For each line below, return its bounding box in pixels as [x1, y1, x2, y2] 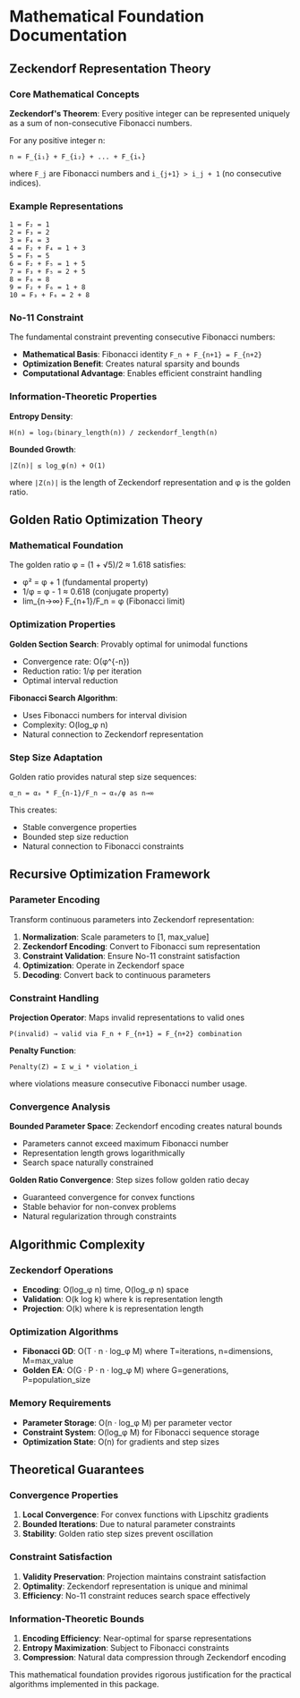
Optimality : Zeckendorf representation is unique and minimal [21, 1581, 248, 1591]
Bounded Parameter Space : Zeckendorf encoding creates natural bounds [9, 1121, 283, 1132]
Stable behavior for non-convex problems [21, 1202, 176, 1213]
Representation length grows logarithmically [21, 1148, 185, 1159]
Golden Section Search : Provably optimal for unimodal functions [9, 639, 248, 649]
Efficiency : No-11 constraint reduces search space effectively [21, 1590, 251, 1600]
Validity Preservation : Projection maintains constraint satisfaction [21, 1571, 267, 1582]
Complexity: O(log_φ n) [21, 719, 109, 730]
